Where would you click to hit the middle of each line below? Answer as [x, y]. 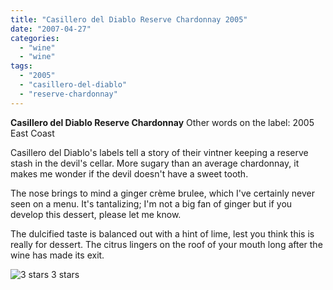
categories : [35, 38]
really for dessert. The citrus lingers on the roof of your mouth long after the [166, 244]
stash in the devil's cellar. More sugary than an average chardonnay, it [155, 163]
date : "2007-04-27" [51, 29]
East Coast [32, 133]
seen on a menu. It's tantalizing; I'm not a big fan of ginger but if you [151, 203]
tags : [21, 66]
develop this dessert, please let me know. [96, 214]
